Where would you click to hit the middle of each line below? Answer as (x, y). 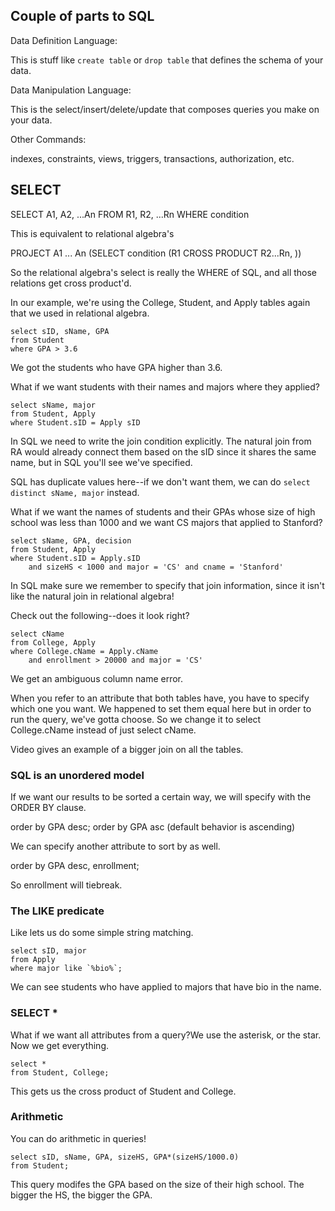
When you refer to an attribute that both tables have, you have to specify (160, 698)
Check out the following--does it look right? (100, 615)
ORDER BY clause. (48, 807)
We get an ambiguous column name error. (97, 678)
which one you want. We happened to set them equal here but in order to (161, 708)
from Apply (33, 960)
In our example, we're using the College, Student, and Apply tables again (160, 302)
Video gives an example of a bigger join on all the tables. (127, 749)
